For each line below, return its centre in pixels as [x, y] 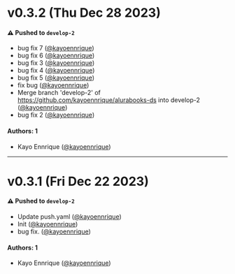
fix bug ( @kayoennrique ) [53, 85]
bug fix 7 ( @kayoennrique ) [56, 48]
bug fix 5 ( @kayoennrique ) [56, 78]
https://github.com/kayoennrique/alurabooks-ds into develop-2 [109, 100]
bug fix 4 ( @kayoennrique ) [56, 71]
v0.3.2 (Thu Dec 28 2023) [84, 13]
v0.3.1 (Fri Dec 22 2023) [78, 181]
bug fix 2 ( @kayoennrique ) [56, 115]
